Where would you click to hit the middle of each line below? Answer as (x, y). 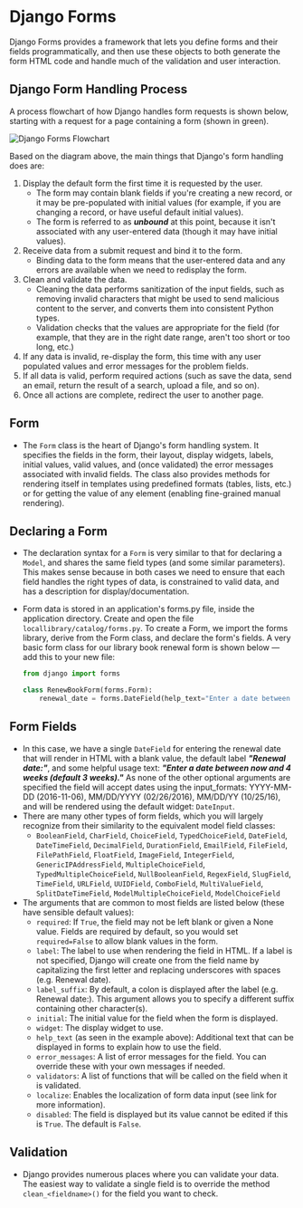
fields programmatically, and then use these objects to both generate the (145, 51)
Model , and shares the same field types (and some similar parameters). (154, 562)
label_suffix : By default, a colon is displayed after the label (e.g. (157, 989)
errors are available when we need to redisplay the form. (141, 270)
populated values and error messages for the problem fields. (135, 366)
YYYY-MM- (270, 787)
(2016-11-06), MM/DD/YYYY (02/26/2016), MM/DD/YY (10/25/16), (158, 796)
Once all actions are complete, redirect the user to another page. (143, 395)
